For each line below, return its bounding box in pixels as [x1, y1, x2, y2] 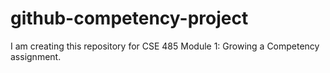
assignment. [10, 50, 62, 62]
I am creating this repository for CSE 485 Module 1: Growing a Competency [10, 40, 320, 52]
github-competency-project [10, 7, 249, 30]
